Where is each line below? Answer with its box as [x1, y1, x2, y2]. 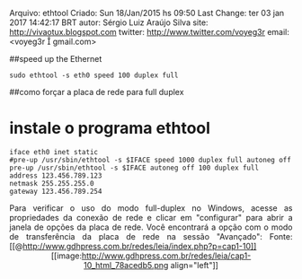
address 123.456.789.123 [9, 170, 102, 180]
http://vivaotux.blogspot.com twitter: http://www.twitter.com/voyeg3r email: [9, 27, 290, 37]
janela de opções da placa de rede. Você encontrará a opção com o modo [9, 222, 293, 232]
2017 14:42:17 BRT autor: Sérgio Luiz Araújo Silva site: [9, 17, 209, 28]
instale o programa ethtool [9, 118, 211, 138]
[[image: [50, 250, 83, 261]
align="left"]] [170, 259, 218, 270]
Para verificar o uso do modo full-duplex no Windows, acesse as [9, 202, 293, 214]
